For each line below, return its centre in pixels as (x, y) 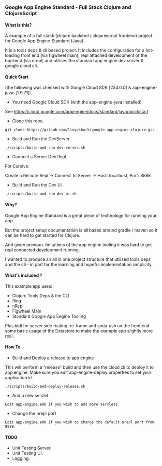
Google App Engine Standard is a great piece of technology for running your (81, 216)
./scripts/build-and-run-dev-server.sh (45, 148)
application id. (19, 377)
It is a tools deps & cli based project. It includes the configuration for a (75, 50)
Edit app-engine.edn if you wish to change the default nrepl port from (80, 422)
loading (13, 55)
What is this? (19, 25)
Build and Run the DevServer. (41, 139)
